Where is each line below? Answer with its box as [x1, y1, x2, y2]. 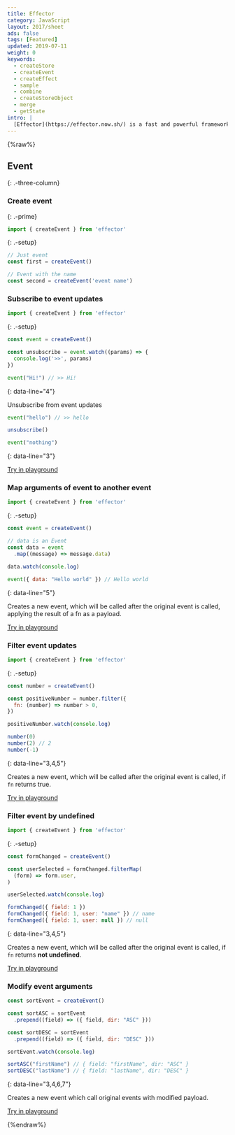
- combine [13, 88, 42, 95]
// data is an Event [7, 538, 68, 545]
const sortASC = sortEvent [7, 1010, 86, 1018]
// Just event [7, 252, 49, 259]
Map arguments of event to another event [7, 483, 152, 493]
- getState [13, 108, 45, 115]
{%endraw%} [7, 1120, 47, 1129]
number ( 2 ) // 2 [7, 740, 52, 747]
